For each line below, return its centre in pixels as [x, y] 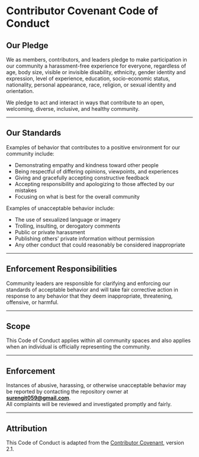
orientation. [20, 91]
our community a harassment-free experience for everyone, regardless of [96, 66]
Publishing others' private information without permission [85, 238]
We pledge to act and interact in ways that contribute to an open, [85, 103]
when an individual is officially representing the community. [78, 347]
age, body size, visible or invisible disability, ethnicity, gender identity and [96, 72]
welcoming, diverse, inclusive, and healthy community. [73, 109]
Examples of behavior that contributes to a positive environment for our [93, 147]
